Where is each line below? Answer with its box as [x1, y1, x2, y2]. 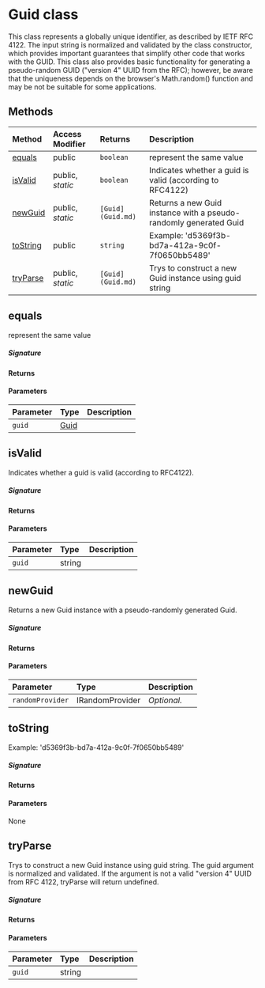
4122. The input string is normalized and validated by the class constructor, [8, 40, 252, 49]
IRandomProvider [76, 695, 141, 706]
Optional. [148, 695, 183, 706]
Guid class [8, 6, 79, 24]
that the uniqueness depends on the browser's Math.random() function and [8, 74, 254, 83]
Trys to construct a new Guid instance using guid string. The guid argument [8, 860, 254, 869]
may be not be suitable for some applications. [8, 81, 157, 92]
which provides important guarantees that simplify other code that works [8, 48, 245, 58]
